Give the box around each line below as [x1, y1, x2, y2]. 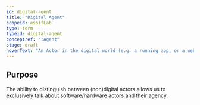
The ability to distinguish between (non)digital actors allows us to [6, 85, 166, 92]
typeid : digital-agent [6, 31, 62, 37]
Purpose [6, 70, 39, 80]
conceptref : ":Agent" [6, 36, 60, 42]
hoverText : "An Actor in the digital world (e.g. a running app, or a [6, 48, 185, 54]
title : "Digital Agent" [6, 14, 65, 20]
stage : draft [6, 42, 39, 48]
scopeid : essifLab [6, 20, 52, 26]
